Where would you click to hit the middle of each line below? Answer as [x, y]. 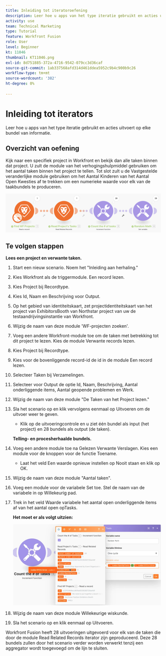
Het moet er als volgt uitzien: [43, 517]
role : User [17, 42]
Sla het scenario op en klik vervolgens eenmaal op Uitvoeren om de [81, 409]
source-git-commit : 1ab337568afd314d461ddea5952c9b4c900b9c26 [71, 68]
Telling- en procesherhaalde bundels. [52, 439]
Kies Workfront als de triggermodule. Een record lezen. [69, 277]
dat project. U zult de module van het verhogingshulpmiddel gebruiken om [81, 165]
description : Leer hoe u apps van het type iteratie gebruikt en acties [82, 16]
